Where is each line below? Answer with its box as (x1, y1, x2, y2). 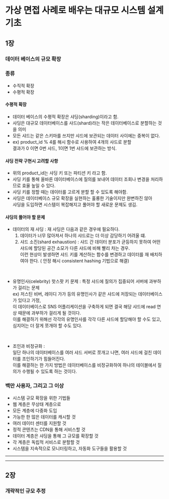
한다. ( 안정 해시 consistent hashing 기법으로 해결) (29, 258, 130, 264)
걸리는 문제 (18, 285, 40, 291)
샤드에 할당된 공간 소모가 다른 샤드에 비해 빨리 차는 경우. (20, 245, 130, 251)
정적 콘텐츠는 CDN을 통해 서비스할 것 (12, 426, 86, 432)
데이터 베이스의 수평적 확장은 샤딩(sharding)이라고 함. (12, 114, 119, 119)
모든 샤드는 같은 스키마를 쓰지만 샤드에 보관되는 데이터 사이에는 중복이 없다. (12, 132, 160, 139)
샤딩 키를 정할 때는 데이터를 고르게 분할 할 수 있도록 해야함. (12, 189, 128, 195)
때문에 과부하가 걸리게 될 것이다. (18, 310, 81, 316)
